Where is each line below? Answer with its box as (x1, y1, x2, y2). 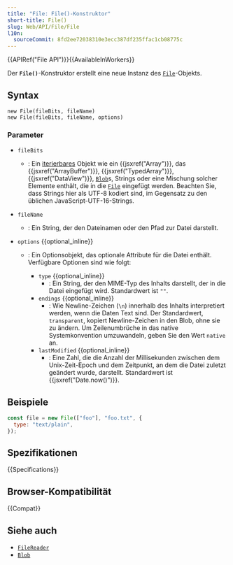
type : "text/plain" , (13, 421, 73, 428)
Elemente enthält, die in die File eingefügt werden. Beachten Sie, (27, 182, 217, 190)
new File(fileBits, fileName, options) (7, 113, 124, 121)
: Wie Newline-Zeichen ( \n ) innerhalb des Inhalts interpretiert (48, 301, 225, 310)
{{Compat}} (7, 504, 41, 513)
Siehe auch (7, 524, 57, 536)
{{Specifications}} (7, 466, 59, 474)
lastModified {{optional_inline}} (38, 346, 130, 355)
